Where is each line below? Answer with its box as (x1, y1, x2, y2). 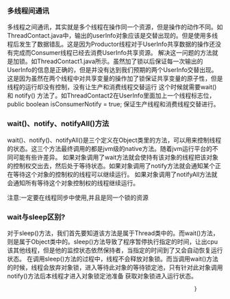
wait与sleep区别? (7, 212, 66, 222)
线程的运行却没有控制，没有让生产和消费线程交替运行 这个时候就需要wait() (7, 83, 217, 91)
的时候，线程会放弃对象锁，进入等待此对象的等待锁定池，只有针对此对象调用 (7, 263, 223, 272)
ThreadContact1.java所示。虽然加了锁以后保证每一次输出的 (36, 57, 203, 66)
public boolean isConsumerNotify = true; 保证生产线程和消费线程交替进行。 (7, 100, 220, 108)
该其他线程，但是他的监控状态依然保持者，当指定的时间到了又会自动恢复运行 (7, 246, 223, 254)
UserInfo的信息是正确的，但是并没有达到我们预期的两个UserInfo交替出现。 (7, 66, 218, 74)
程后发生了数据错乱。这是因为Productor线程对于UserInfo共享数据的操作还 (7, 40, 216, 49)
